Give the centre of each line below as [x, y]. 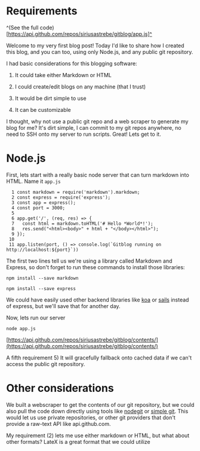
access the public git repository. [46, 364]
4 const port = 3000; [39, 208]
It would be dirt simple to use [50, 98]
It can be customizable [43, 109]
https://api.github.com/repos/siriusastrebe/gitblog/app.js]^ [80, 33]
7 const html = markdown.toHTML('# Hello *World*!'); [82, 223]
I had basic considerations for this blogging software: [72, 63]
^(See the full [22, 28]
